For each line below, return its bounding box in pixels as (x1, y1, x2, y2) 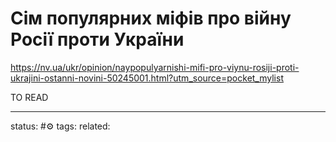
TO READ (10, 91, 49, 103)
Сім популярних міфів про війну (10, 7, 292, 30)
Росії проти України (10, 28, 185, 51)
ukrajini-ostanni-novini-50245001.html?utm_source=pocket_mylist (10, 72, 284, 84)
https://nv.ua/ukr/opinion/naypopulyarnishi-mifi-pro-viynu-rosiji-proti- (10, 61, 300, 73)
